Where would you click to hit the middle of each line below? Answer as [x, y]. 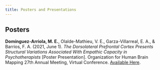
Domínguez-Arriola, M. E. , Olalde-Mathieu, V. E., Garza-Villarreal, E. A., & [80, 41]
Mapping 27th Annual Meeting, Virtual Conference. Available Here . [73, 63]
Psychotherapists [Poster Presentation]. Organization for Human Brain [77, 57]
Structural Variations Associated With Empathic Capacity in [66, 52]
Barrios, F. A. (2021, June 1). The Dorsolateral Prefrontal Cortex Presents [79, 47]
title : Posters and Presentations [41, 10]
